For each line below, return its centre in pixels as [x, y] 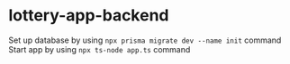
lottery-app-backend [89, 16]
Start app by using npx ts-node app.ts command [100, 49]
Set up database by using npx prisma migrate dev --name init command [145, 40]
